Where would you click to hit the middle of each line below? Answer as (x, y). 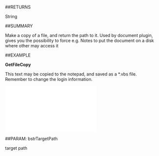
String (11, 16)
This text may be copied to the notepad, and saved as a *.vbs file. (71, 74)
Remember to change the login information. (49, 79)
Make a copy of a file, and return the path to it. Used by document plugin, (79, 35)
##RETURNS (18, 7)
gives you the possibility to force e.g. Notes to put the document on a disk (79, 40)
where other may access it (32, 46)
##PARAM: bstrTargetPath (31, 139)
